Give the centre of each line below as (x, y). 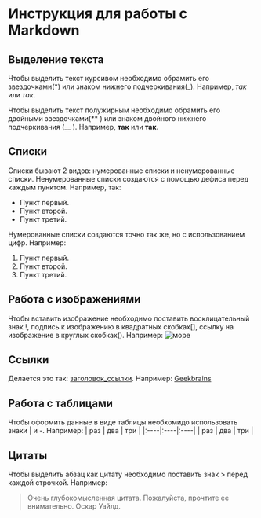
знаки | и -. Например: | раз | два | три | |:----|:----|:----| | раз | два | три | (131, 431)
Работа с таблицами (61, 403)
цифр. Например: (37, 242)
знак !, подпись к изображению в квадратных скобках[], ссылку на (121, 326)
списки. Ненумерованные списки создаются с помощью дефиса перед (129, 178)
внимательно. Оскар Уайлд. (74, 506)
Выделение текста (56, 59)
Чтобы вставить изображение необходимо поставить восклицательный (129, 318)
